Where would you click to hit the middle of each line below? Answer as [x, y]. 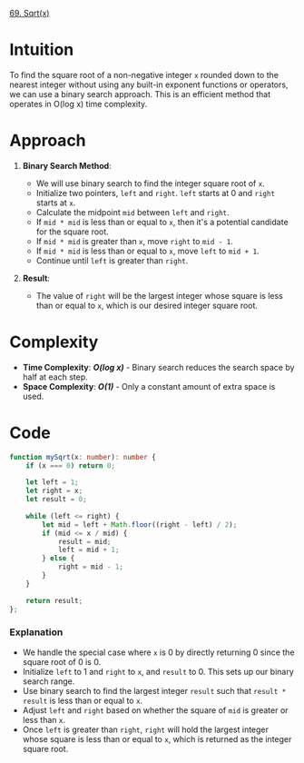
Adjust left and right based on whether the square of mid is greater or [155, 710]
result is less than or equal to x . [83, 700]
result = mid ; [84, 541]
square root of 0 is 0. [62, 661]
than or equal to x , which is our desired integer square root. [147, 305]
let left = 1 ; [52, 482]
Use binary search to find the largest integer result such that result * [154, 690]
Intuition [42, 50]
